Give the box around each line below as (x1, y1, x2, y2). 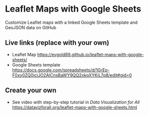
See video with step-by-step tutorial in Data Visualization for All (12, 99, 140, 105)
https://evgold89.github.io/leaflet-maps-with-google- (37, 51, 144, 57)
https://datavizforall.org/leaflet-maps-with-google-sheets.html (12, 104, 137, 110)
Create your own (5, 86, 57, 95)
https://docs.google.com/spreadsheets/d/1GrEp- (12, 67, 110, 73)
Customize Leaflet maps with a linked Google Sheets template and (5, 19, 138, 25)
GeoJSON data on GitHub (5, 24, 57, 30)
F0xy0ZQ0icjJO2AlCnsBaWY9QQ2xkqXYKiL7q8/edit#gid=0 (12, 72, 132, 78)
